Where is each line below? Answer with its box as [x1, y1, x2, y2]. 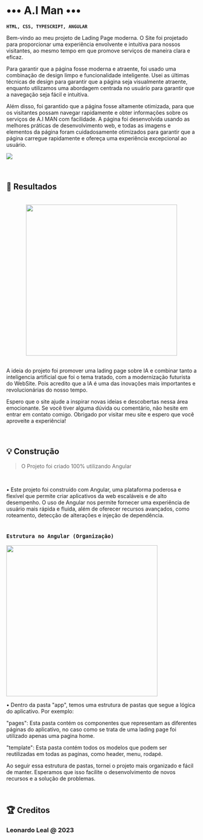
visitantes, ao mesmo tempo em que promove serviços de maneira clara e [6, 47, 190, 54]
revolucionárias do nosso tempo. [6, 386, 88, 393]
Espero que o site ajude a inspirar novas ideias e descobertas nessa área [6, 398, 188, 405]
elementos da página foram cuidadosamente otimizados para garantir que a [6, 128, 195, 135]
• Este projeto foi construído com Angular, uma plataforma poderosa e [6, 486, 181, 493]
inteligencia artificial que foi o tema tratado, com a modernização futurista [6, 373, 191, 381]
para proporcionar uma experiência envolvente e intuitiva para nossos [6, 40, 181, 48]
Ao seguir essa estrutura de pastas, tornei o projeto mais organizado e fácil [6, 762, 194, 769]
